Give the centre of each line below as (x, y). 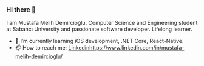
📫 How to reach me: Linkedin (52, 48)
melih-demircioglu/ (39, 56)
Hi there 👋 (21, 10)
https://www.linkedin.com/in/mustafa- (137, 48)
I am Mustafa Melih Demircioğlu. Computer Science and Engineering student (102, 23)
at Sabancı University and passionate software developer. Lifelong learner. (99, 29)
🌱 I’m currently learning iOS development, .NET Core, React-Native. (99, 41)
